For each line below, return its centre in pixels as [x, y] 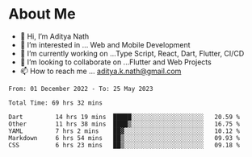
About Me [42, 14]
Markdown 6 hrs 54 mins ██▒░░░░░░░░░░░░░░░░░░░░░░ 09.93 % [124, 138]
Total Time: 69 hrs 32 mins [56, 103]
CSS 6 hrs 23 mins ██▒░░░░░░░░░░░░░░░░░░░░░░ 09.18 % [124, 145]
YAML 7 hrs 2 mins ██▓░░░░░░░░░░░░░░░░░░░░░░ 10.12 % [124, 131]
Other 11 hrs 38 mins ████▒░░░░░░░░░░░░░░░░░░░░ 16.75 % [124, 124]
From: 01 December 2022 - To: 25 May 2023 [81, 89]
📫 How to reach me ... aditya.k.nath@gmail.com [101, 71]
